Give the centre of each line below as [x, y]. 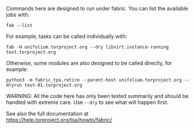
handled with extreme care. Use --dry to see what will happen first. [87, 102]
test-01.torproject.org [53, 85]
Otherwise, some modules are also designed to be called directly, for [89, 63]
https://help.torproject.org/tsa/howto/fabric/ [59, 120]
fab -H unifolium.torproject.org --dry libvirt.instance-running [87, 47]
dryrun [14, 85]
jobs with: [18, 15]
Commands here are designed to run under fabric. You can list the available [97, 9]
